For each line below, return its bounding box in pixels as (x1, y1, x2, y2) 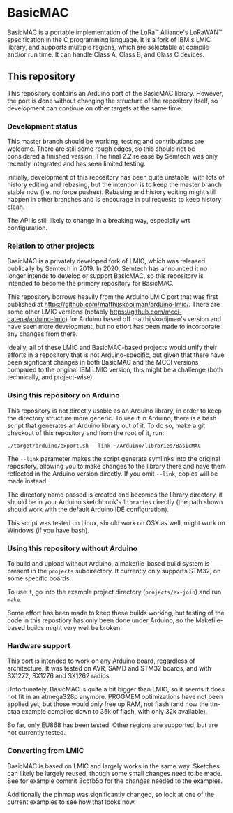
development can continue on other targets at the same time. (7, 103, 183, 112)
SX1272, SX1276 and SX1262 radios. (7, 672, 112, 680)
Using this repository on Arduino (7, 390, 120, 400)
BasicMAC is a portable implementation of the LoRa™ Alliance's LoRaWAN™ (7, 28, 223, 36)
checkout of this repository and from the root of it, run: (7, 428, 165, 437)
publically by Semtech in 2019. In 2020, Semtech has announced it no (7, 264, 208, 273)
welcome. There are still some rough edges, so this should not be (7, 145, 195, 153)
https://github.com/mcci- (110, 307, 183, 316)
